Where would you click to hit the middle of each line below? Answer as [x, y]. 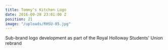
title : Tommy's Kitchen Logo [36, 10]
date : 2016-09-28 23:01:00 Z [36, 14]
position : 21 [19, 19]
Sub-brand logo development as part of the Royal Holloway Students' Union [84, 38]
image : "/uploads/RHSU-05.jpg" [38, 24]
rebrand [13, 43]
